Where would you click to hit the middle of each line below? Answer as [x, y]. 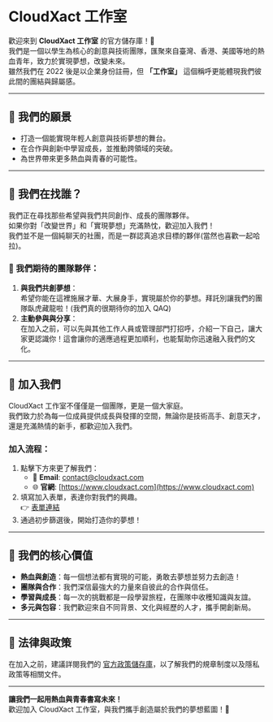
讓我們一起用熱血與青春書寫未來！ [65, 698]
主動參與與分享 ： [49, 318]
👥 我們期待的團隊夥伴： [54, 269]
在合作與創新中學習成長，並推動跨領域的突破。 [98, 148]
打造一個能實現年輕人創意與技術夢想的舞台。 [95, 138]
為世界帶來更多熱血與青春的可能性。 [81, 158]
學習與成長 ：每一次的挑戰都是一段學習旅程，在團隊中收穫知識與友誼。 [138, 597]
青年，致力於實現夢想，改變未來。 [72, 61]
